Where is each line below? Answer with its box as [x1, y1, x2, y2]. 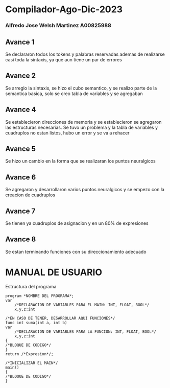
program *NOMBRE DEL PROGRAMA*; [5, 293, 74, 299]
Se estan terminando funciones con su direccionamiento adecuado [5, 248, 147, 255]
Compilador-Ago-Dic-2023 [5, 4, 123, 15]
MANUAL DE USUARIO [5, 266, 103, 278]
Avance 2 [5, 72, 36, 80]
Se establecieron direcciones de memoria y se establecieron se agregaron [5, 119, 162, 125]
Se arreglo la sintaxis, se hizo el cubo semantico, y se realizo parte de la [5, 85, 157, 91]
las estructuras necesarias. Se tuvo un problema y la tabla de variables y [5, 124, 158, 130]
